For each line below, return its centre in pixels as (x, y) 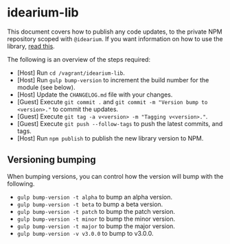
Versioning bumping (51, 160)
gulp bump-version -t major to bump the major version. (96, 226)
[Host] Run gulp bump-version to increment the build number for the (113, 80)
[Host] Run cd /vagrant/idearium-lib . (71, 73)
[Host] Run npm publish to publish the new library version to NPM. (110, 138)
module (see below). (46, 87)
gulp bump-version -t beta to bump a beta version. (90, 204)
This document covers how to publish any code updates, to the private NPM (115, 32)
